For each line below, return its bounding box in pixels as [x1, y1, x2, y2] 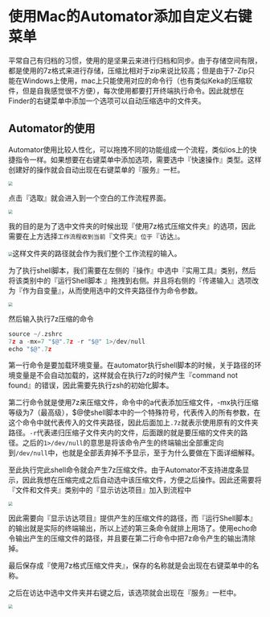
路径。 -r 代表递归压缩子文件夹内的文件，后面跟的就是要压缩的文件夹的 [8, 428, 241, 437]
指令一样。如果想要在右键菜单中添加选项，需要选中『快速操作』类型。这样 [14, 155, 262, 164]
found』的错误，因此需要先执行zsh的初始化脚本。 [8, 380, 174, 391]
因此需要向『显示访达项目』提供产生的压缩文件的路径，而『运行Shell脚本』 [8, 513, 257, 524]
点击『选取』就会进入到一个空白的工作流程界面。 [8, 193, 170, 202]
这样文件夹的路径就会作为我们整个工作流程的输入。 [12, 248, 182, 258]
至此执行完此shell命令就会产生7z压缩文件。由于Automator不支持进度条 [8, 465, 243, 475]
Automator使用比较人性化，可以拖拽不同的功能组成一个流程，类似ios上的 [8, 144, 251, 154]
